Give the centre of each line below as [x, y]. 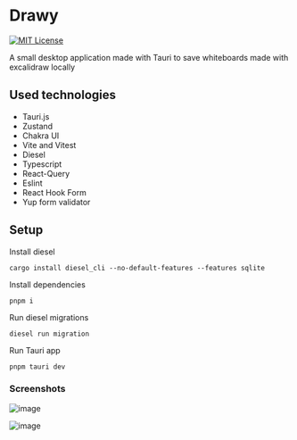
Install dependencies [48, 284]
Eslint [32, 183]
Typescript [42, 164]
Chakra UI [41, 136]
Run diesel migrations [49, 317]
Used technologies [63, 95]
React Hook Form [54, 192]
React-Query [46, 173]
